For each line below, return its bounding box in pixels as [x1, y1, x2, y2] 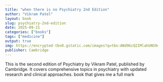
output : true [5, 39, 32, 44]
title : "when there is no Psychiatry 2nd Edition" [5, 7, 110, 12]
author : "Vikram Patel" [5, 12, 53, 16]
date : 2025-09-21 [5, 25, 40, 30]
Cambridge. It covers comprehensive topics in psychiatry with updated [5, 66, 147, 72]
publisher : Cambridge [5, 48, 49, 52]
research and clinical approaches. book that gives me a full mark [5, 71, 134, 77]
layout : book [5, 16, 32, 21]
